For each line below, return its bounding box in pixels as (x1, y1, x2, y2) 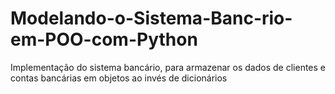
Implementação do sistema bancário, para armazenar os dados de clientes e (10, 61, 326, 73)
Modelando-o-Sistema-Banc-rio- (10, 7, 293, 30)
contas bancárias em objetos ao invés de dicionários (10, 72, 228, 84)
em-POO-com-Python (10, 28, 198, 51)
